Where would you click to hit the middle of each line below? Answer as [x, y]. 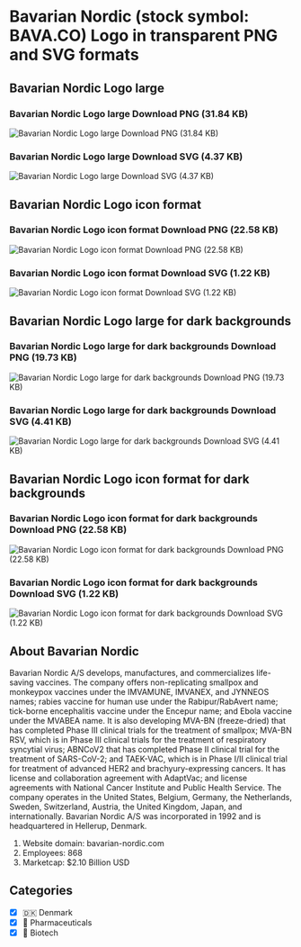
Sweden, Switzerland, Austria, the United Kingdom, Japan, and [126, 807]
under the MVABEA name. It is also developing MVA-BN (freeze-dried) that [147, 720]
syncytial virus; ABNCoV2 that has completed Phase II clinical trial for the [145, 749]
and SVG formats [74, 55]
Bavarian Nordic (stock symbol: [129, 17]
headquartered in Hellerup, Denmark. [78, 825]
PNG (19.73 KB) [44, 357]
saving [22, 682]
